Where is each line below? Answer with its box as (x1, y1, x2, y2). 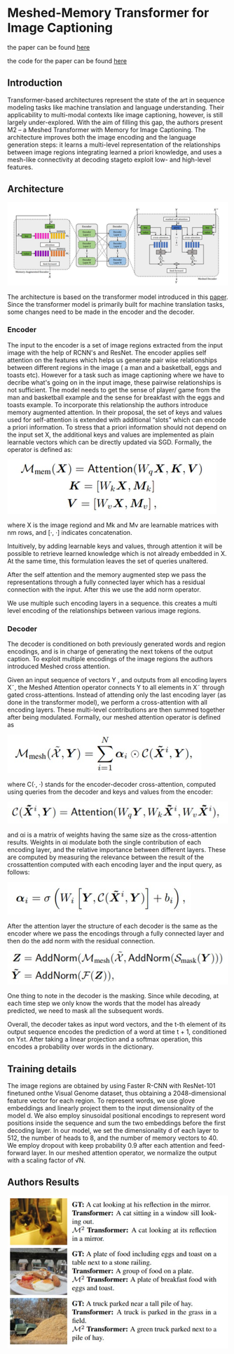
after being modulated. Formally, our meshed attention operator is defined (7, 713, 221, 722)
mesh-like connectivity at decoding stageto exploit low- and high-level (7, 155, 212, 164)
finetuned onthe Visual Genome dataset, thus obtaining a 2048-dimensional (7, 1089, 226, 1097)
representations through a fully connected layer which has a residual (7, 578, 205, 586)
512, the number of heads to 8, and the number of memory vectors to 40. (7, 1134, 219, 1142)
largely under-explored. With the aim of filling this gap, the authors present (7, 118, 223, 126)
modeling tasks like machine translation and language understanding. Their (7, 103, 224, 112)
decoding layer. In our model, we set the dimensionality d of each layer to (7, 1126, 219, 1134)
